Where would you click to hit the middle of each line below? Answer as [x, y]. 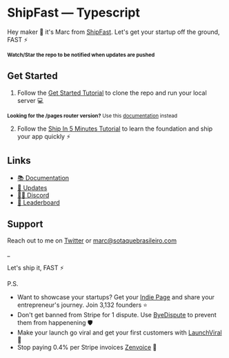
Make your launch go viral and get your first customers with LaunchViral [119, 332]
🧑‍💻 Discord [33, 195]
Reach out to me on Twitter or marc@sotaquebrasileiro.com [92, 241]
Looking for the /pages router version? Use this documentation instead [92, 115]
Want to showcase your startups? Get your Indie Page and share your [116, 297]
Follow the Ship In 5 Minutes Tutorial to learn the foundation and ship [115, 129]
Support [25, 224]
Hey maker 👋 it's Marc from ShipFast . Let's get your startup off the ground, [113, 32]
